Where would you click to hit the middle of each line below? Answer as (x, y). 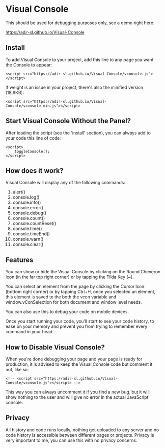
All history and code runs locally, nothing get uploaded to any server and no (82, 430)
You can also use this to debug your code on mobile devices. (67, 312)
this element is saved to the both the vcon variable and (61, 297)
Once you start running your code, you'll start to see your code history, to (80, 321)
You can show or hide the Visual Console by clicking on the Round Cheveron (83, 272)
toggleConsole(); (32, 151)
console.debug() (29, 213)
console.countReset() (34, 224)
